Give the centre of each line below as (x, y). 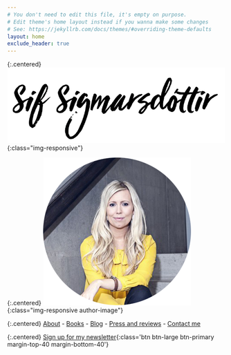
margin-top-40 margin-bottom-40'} (58, 344)
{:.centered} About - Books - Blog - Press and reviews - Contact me (104, 323)
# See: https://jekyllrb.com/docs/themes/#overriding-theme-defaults (110, 29)
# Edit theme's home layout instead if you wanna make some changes (108, 22)
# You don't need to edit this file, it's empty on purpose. (97, 15)
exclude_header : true (38, 44)
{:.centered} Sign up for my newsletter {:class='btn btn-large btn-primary (111, 337)
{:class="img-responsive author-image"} (65, 310)
